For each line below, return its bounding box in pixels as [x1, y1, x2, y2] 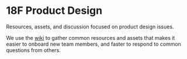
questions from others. [6, 46, 61, 53]
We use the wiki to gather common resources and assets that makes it [6, 34, 175, 41]
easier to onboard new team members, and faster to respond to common [6, 40, 181, 47]
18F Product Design [6, 4, 103, 17]
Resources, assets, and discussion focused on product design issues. [6, 23, 174, 30]
